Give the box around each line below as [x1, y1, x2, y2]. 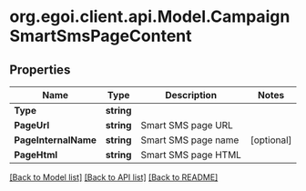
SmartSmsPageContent [9, 25, 192, 46]
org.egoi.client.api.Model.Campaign [9, 6, 291, 27]
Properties [9, 62, 71, 77]
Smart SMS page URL [140, 119, 234, 131]
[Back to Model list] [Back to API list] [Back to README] [9, 172, 219, 183]
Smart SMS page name [140, 134, 240, 146]
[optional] [250, 134, 292, 146]
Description [165, 89, 217, 101]
